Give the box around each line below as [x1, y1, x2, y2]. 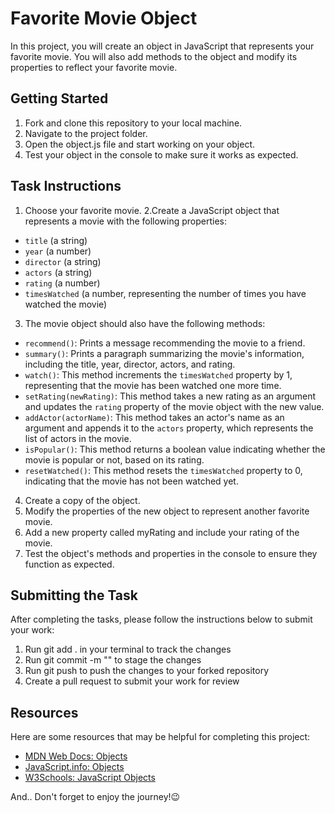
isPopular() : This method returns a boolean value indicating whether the [24, 443, 326, 455]
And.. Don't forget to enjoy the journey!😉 [10, 791, 181, 803]
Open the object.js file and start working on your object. [24, 138, 256, 150]
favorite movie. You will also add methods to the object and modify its [10, 50, 298, 62]
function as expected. [24, 558, 115, 570]
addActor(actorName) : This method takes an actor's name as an [24, 411, 285, 423]
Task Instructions [10, 178, 122, 195]
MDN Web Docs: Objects [24, 750, 128, 762]
